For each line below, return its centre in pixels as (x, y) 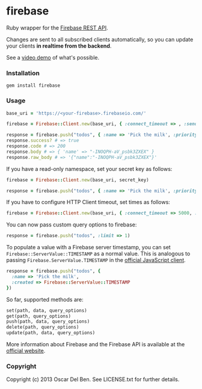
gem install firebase (33, 86)
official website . (26, 351)
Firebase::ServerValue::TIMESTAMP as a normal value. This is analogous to (98, 254)
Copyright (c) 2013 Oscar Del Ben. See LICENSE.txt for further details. (93, 379)
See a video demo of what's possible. (53, 57)
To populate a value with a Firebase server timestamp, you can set (89, 247)
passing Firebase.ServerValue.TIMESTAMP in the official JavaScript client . (96, 260)
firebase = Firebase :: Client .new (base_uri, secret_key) (78, 180)
